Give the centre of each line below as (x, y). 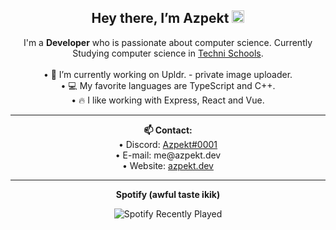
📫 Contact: (168, 130)
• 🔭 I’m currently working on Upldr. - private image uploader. (168, 74)
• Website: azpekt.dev (168, 165)
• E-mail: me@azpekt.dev (168, 155)
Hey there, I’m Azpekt (160, 18)
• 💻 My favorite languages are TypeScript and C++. (168, 85)
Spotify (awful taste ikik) (168, 194)
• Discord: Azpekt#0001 (168, 144)
